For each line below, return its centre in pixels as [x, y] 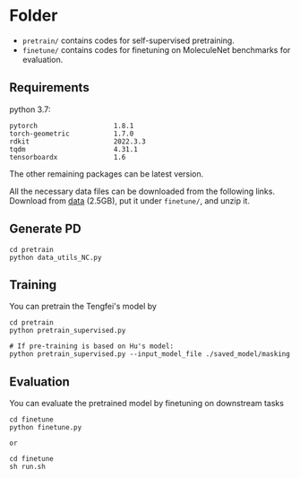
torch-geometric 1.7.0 [72, 134]
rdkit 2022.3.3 [77, 141]
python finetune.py [46, 428]
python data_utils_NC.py [56, 257]
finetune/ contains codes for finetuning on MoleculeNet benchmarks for [156, 49]
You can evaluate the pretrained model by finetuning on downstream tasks [147, 404]
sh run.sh [28, 467]
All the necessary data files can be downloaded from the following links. [142, 191]
